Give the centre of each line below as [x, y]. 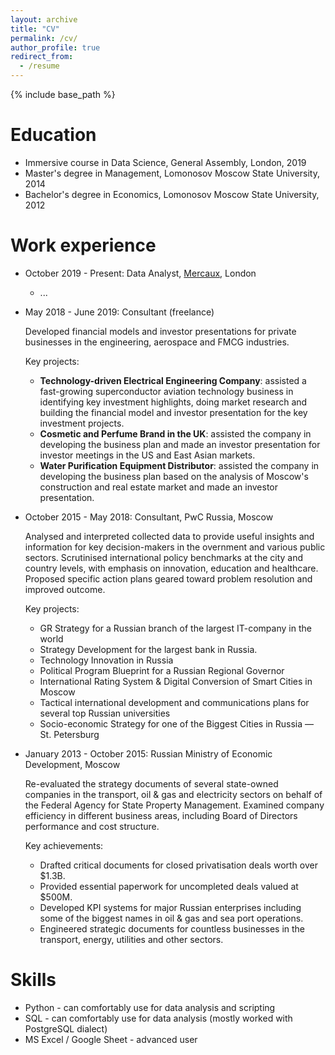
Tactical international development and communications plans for [174, 702]
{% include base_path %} [63, 94]
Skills [33, 980]
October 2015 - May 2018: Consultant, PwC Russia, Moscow [149, 517]
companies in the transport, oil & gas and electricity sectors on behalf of [173, 794]
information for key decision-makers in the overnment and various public [175, 547]
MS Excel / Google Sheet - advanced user [111, 1039]
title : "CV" [35, 29]
